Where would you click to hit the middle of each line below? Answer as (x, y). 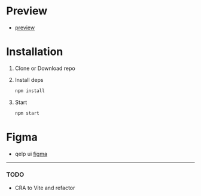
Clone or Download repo (45, 68)
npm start (27, 113)
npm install (30, 91)
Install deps (29, 79)
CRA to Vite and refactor (45, 188)
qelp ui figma (31, 154)
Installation (35, 52)
